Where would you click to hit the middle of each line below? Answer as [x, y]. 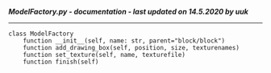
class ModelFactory [41, 34]
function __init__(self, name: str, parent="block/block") [124, 41]
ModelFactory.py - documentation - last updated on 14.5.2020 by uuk [128, 12]
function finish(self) [61, 62]
